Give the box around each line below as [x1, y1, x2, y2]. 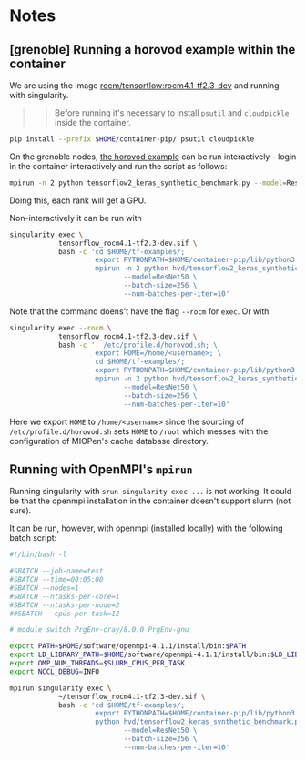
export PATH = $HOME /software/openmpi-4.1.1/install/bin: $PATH [9, 642, 247, 651]
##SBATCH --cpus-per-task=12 [9, 609, 120, 618]
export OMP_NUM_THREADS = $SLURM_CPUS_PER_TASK [9, 659, 185, 668]
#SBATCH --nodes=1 [9, 583, 79, 593]
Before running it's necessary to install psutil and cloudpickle [54, 107, 290, 118]
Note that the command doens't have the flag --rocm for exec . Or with [9, 306, 270, 317]
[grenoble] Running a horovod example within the [9, 42, 296, 57]
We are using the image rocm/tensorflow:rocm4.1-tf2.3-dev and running [9, 80, 280, 91]
